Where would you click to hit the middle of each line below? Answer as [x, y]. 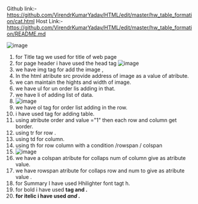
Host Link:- [49, 21]
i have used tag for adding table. [55, 114]
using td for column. [40, 139]
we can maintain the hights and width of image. [73, 82]
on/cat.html [21, 21]
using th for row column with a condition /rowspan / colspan [89, 145]
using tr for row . [36, 133]
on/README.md [26, 34]
